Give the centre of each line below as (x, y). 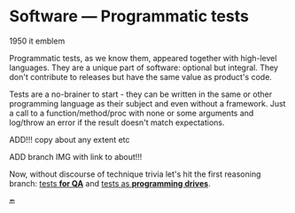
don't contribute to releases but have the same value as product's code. (141, 76)
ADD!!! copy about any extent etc (70, 139)
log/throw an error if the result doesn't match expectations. (117, 122)
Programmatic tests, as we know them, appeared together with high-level (143, 58)
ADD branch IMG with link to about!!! (76, 156)
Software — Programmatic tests (129, 16)
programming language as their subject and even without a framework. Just (147, 103)
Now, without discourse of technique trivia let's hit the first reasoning (135, 174)
